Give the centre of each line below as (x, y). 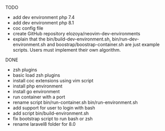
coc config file (28, 28)
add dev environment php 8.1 (43, 23)
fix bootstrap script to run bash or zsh (53, 119)
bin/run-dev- (126, 39)
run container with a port (39, 97)
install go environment (36, 91)
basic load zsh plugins (36, 75)
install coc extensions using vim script (53, 81)
